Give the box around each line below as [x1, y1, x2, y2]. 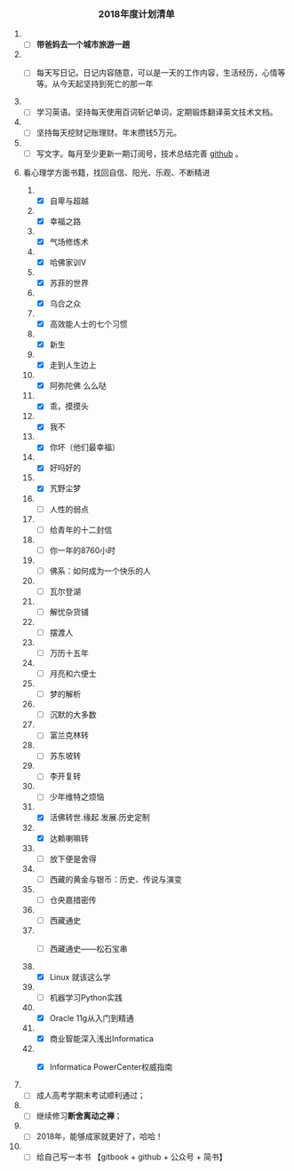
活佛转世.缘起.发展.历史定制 [49, 812, 150, 823]
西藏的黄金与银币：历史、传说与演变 [49, 874, 183, 884]
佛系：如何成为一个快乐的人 [49, 566, 152, 576]
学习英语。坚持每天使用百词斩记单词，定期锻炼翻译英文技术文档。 [36, 107, 278, 117]
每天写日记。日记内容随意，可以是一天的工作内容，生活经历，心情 [36, 67, 278, 78]
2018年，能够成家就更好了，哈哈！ [36, 1131, 163, 1142]
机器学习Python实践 [49, 992, 123, 1002]
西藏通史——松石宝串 [49, 943, 128, 953]
